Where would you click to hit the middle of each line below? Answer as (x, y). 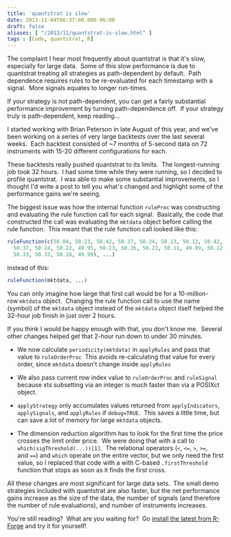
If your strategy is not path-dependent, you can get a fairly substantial (107, 101)
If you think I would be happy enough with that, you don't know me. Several (115, 328)
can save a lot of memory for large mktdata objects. (90, 420)
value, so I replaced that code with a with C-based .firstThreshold (112, 463)
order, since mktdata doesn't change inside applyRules (94, 364)
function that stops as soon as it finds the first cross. (91, 470)
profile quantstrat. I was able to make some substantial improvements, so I (113, 179)
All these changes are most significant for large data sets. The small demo (113, 483)
